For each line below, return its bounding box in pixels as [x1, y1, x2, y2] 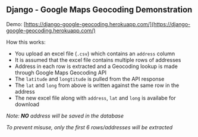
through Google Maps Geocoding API [14, 68, 107, 76]
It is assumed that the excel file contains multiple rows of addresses [14, 56, 181, 63]
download [14, 101, 40, 108]
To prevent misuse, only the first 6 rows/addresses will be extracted [6, 123, 173, 130]
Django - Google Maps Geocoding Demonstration [6, 5, 193, 15]
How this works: [6, 38, 46, 45]
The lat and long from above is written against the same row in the [14, 82, 180, 89]
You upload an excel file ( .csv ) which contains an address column [14, 50, 175, 57]
